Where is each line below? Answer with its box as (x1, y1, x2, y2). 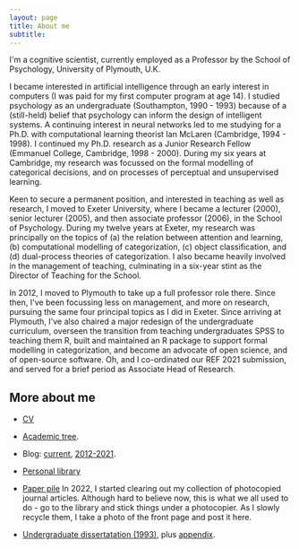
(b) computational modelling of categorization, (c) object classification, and (9, 241, 287, 252)
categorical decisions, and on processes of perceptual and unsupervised (9, 167, 279, 178)
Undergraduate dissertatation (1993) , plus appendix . (21, 529, 216, 540)
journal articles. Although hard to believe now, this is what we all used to (21, 492, 289, 503)
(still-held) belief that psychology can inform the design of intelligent (9, 109, 262, 121)
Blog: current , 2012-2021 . (21, 449, 116, 459)
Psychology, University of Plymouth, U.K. (9, 64, 161, 74)
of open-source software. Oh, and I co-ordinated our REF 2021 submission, (9, 354, 286, 365)
